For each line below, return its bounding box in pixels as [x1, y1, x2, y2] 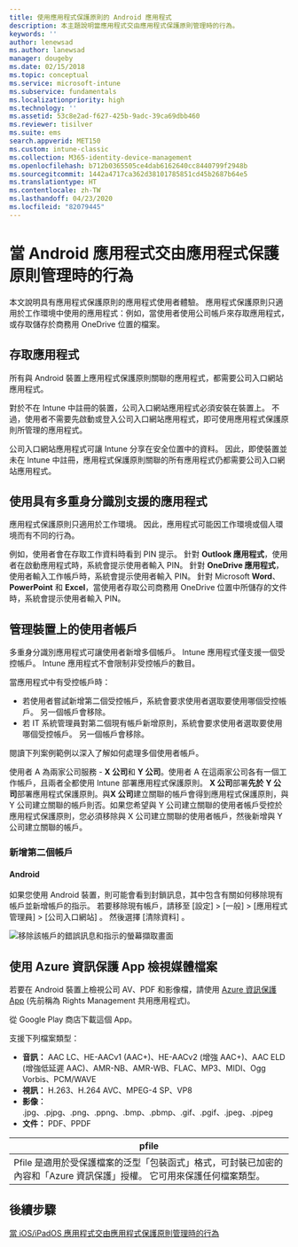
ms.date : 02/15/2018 [9, 63, 86, 72]
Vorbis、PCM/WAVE [21, 1074, 97, 1085]
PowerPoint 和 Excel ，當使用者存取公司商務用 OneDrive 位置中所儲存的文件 [9, 582, 287, 593]
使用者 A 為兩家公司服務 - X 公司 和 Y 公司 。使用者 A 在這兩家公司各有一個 [9, 767, 279, 777]
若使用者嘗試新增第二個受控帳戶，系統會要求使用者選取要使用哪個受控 [21, 696, 279, 706]
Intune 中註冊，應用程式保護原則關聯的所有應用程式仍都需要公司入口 [26, 454, 278, 465]
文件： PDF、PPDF [21, 1118, 91, 1129]
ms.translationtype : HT [9, 178, 98, 187]
